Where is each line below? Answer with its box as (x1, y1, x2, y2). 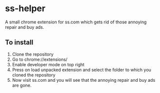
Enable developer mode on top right (12, 61, 84, 67)
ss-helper (5, 3, 45, 14)
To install (5, 38, 34, 47)
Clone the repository (12, 51, 54, 57)
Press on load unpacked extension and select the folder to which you (12, 67, 151, 73)
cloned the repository (12, 72, 56, 78)
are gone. (12, 82, 32, 88)
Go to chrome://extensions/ (12, 56, 68, 62)
